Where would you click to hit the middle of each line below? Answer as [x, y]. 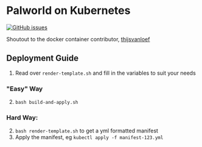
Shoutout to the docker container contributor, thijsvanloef [78, 39]
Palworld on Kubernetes [68, 11]
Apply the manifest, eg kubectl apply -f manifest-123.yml [89, 137]
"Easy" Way [25, 89]
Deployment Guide [43, 58]
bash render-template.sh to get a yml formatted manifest [86, 131]
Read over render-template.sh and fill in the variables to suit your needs [105, 73]
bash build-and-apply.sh [47, 103]
